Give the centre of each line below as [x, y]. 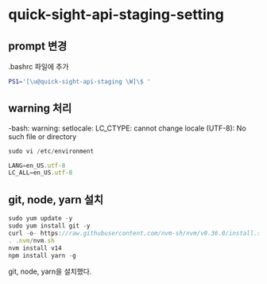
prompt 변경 [38, 46]
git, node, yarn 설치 [56, 199]
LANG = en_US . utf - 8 [37, 165]
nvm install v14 [35, 248]
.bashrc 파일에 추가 [39, 66]
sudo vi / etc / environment [51, 151]
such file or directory [43, 136]
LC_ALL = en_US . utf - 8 [41, 173]
